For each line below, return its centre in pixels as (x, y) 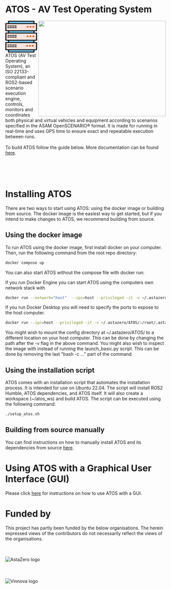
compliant (16, 77)
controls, (15, 104)
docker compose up (25, 263)
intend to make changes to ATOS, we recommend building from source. (80, 219)
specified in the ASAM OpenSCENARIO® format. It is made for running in (81, 125)
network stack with (25, 288)
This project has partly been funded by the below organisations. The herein (84, 528)
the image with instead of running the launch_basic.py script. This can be (82, 349)
